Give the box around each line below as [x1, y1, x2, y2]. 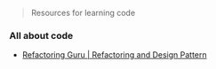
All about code [9, 29, 74, 42]
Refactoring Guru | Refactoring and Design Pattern [21, 50, 207, 60]
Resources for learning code [30, 8, 136, 18]
